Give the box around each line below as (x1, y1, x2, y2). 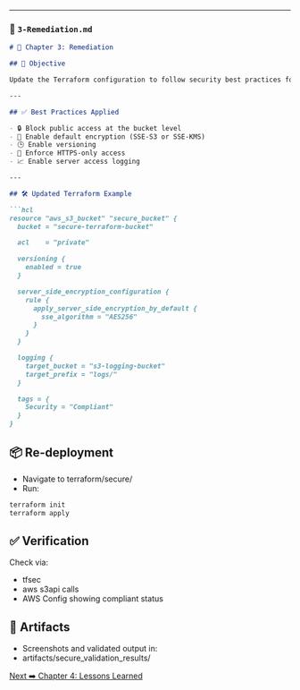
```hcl (9, 205, 34, 215)
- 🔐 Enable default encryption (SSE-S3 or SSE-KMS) (9, 132, 205, 141)
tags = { (17, 395, 50, 404)
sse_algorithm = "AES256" (41, 312, 138, 321)
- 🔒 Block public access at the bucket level (9, 124, 182, 132)
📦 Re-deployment (9, 445, 114, 461)
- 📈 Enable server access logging (9, 158, 140, 166)
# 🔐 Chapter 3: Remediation (9, 43, 114, 52)
